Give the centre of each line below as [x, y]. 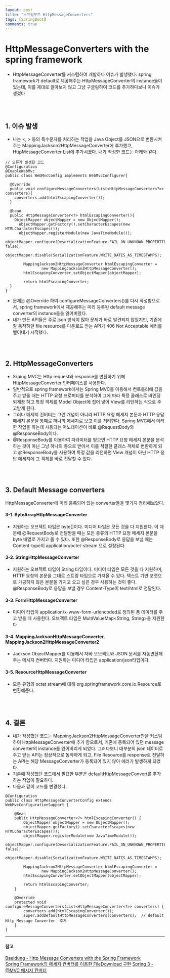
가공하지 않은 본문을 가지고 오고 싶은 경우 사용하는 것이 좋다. [77, 582]
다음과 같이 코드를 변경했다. [40, 786]
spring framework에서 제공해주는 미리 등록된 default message [82, 307]
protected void [30, 902]
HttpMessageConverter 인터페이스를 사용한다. [59, 383]
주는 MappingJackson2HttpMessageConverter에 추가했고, [73, 145]
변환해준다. [24, 690]
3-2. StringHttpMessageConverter [42, 557]
